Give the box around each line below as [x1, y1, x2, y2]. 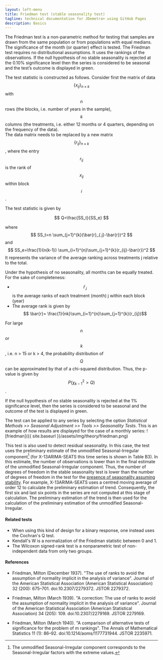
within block [5, 181, 30, 187]
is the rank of [5, 164, 32, 170]
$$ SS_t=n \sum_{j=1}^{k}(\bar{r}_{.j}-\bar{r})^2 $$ [31, 232, 132, 238]
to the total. [5, 260, 28, 266]
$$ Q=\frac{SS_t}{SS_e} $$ [54, 215, 109, 221]
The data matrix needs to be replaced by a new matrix [5, 132, 113, 138]
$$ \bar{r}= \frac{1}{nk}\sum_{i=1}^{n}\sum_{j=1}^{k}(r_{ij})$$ [23, 311, 147, 317]
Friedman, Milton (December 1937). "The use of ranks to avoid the [12, 570, 145, 576]
